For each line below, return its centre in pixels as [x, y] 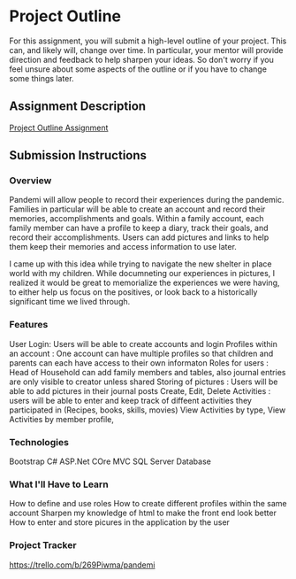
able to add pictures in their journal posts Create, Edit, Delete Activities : [140, 390]
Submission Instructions [78, 155]
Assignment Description [78, 107]
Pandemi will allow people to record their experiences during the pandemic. [147, 200]
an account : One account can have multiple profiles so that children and [141, 353]
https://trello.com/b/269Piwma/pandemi [82, 565]
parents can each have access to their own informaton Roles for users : [139, 363]
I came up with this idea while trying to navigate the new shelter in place [140, 264]
